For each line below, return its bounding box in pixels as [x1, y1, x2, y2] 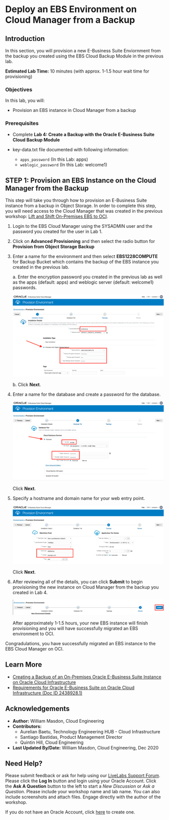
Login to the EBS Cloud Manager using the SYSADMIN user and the [12, 223, 152, 229]
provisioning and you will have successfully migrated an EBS [12, 625, 138, 631]
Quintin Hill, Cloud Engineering [20, 739, 84, 745]
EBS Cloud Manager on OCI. [5, 646, 64, 652]
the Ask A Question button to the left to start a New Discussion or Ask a [5, 783, 155, 789]
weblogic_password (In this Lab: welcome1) [20, 161, 108, 167]
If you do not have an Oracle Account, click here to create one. [5, 809, 135, 815]
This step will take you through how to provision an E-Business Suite [5, 198, 147, 204]
